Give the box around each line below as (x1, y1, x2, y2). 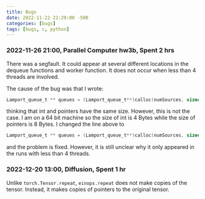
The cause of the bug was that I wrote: (6, 85, 104, 92)
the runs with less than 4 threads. (6, 150, 90, 157)
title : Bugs (6, 9, 37, 15)
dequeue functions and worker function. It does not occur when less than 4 (6, 67, 196, 74)
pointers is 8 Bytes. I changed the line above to (6, 120, 124, 128)
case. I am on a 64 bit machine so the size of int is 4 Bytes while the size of (6, 114, 196, 121)
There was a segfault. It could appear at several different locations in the (6, 60, 189, 67)
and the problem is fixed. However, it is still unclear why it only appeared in (6, 143, 195, 151)
